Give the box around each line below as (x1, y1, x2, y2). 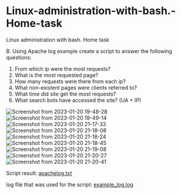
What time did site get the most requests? (14, 90, 116, 97)
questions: (6, 54, 32, 61)
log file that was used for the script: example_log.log (6, 181, 134, 188)
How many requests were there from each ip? (14, 78, 126, 85)
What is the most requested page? (14, 71, 98, 78)
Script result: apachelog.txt (6, 169, 73, 176)
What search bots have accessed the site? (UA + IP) (14, 96, 141, 104)
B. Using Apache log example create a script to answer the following (6, 47, 173, 54)
